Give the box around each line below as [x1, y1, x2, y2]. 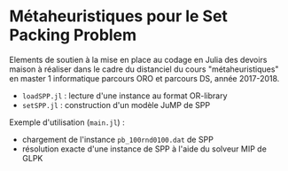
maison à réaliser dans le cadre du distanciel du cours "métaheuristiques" [9, 64, 279, 74]
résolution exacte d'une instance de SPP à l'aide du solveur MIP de [21, 144, 268, 154]
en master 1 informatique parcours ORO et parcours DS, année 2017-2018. [9, 73, 280, 83]
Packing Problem [9, 25, 137, 45]
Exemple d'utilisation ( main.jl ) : [9, 117, 126, 128]
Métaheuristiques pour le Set [9, 6, 229, 27]
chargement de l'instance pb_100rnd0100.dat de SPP [21, 134, 214, 144]
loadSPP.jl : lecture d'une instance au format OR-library [21, 90, 228, 101]
